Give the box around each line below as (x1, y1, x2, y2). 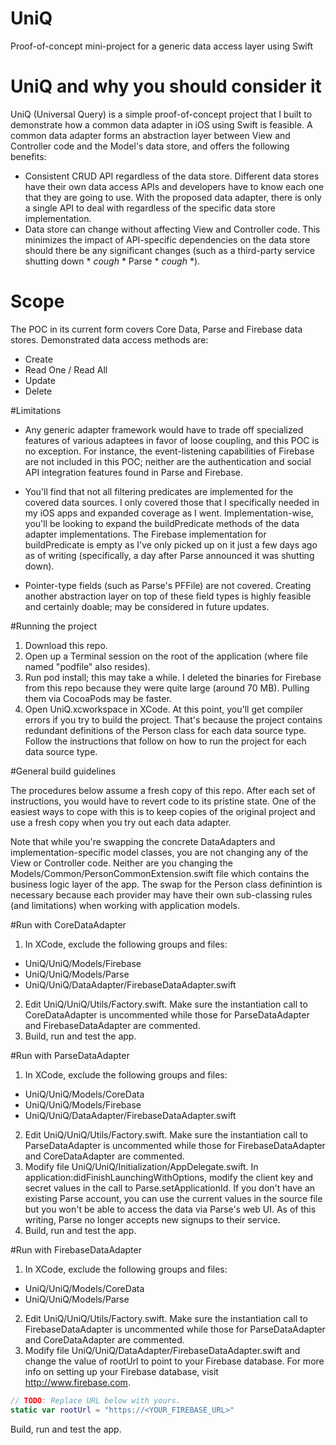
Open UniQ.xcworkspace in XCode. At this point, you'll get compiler (24, 703, 304, 715)
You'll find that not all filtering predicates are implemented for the (24, 485, 294, 497)
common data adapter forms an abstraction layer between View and (10, 129, 291, 141)
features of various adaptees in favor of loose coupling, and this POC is (24, 434, 320, 446)
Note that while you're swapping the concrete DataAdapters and (10, 835, 276, 847)
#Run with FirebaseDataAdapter (10, 1243, 142, 1256)
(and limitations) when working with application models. (10, 899, 241, 911)
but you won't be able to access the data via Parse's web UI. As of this (24, 1203, 317, 1215)
